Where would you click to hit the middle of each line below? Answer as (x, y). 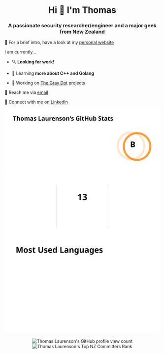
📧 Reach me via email (26, 92)
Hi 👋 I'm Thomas (82, 10)
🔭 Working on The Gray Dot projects (49, 83)
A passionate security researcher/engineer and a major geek (82, 26)
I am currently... (20, 52)
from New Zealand (82, 32)
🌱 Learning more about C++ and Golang (53, 73)
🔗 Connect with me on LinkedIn (36, 102)
